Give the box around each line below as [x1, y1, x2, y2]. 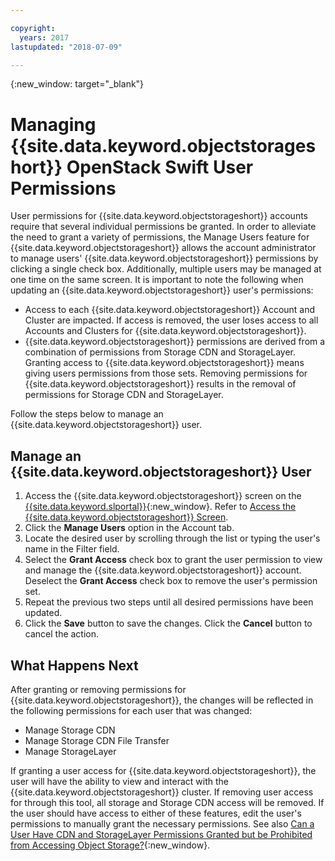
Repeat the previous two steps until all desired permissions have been [24, 596, 314, 608]
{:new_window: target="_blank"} [10, 78, 145, 90]
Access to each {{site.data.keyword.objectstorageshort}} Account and [24, 304, 316, 316]
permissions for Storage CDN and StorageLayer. [24, 389, 224, 401]
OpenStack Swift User [66, 156, 254, 178]
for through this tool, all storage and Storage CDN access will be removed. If [10, 796, 325, 808]
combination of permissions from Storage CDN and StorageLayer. [24, 346, 297, 358]
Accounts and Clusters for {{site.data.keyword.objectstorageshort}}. [24, 325, 307, 337]
